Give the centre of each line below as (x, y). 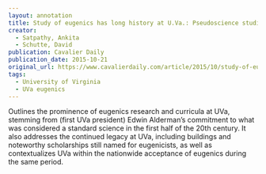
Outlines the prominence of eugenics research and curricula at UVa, (119, 112)
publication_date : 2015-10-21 (58, 60)
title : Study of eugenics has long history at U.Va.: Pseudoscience (123, 23)
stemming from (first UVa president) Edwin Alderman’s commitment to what (131, 120)
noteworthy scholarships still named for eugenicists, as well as (110, 145)
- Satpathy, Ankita (47, 38)
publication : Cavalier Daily (56, 52)
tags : (17, 74)
